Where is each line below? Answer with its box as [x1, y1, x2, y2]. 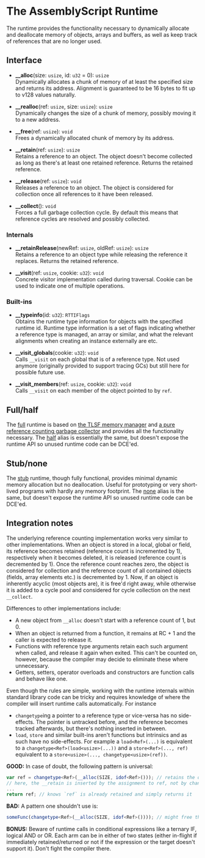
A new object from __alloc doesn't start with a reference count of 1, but [15, 616, 196, 624]
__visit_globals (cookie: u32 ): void [15, 349, 99, 357]
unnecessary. [15, 662, 50, 669]
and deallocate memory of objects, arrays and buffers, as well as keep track [6, 31, 198, 38]
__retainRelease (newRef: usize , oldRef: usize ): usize [15, 245, 149, 252]
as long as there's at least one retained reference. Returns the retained [15, 159, 193, 166]
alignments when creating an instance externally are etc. [15, 338, 158, 345]
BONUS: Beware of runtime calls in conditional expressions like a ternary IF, [6, 826, 197, 833]
